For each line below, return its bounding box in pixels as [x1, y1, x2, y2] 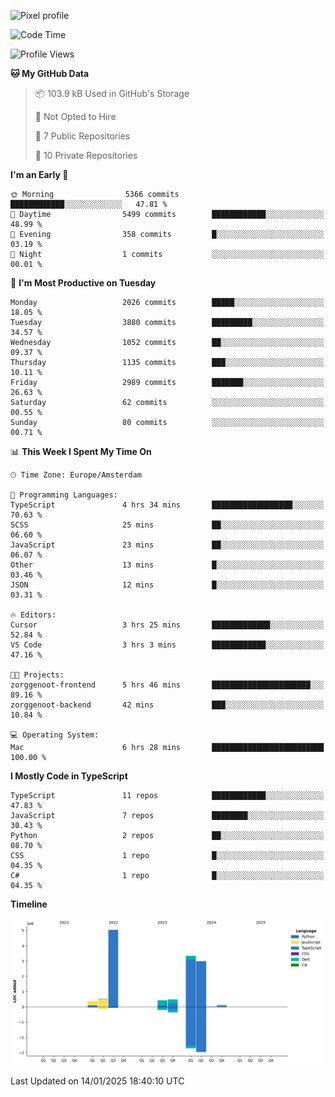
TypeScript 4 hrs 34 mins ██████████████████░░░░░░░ [10, 500, 325, 510]
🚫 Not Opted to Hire [34, 111, 117, 122]
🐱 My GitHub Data [10, 68, 90, 79]
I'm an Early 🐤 [10, 169, 69, 180]
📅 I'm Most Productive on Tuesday [10, 277, 157, 289]
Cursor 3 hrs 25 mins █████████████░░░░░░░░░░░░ [10, 620, 325, 630]
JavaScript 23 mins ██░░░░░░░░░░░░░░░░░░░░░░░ [10, 540, 325, 550]
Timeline [10, 898, 48, 910]
